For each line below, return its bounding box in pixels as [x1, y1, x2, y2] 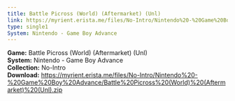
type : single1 [7, 23, 49, 30]
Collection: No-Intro [7, 63, 66, 72]
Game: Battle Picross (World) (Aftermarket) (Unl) [7, 49, 148, 57]
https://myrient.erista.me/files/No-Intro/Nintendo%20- [41, 71, 198, 79]
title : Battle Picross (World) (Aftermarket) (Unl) [7, 10, 161, 17]
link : [7, 17, 23, 24]
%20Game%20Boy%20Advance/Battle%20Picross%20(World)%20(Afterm [7, 78, 226, 87]
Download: [7, 71, 40, 79]
